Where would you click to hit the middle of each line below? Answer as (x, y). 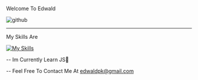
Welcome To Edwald (31, 9)
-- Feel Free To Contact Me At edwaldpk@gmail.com (70, 71)
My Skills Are (22, 37)
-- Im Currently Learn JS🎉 (38, 59)
